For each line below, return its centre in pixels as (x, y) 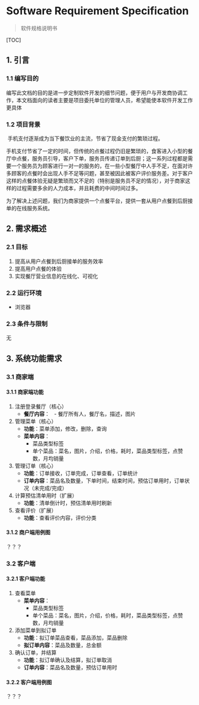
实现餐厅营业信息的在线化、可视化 (56, 276)
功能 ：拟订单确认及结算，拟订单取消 (68, 660)
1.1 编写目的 (23, 78)
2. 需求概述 (26, 229)
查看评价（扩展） (36, 510)
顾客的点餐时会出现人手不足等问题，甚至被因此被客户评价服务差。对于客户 (102, 173)
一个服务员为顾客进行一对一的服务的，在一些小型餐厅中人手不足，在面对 (99, 166)
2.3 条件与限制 (27, 324)
